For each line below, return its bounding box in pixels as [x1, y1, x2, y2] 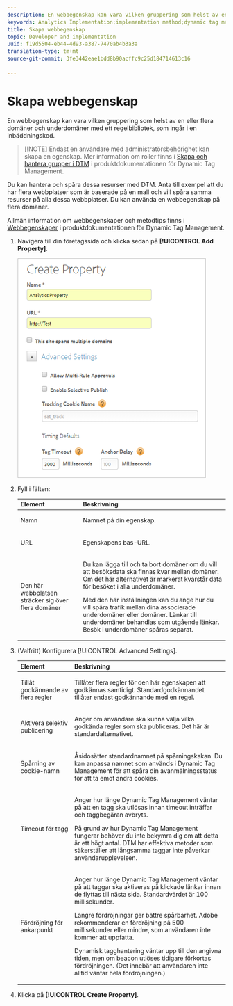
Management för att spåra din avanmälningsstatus [74, 766, 218, 775]
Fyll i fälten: [17, 484, 51, 493]
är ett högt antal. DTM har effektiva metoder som [74, 838, 214, 847]
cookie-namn [20, 766, 60, 775]
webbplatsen [20, 589, 58, 598]
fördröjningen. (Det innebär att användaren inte [74, 961, 209, 970]
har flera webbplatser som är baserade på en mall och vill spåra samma [7, 188, 212, 196]
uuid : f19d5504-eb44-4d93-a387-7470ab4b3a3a [7, 40, 138, 48]
